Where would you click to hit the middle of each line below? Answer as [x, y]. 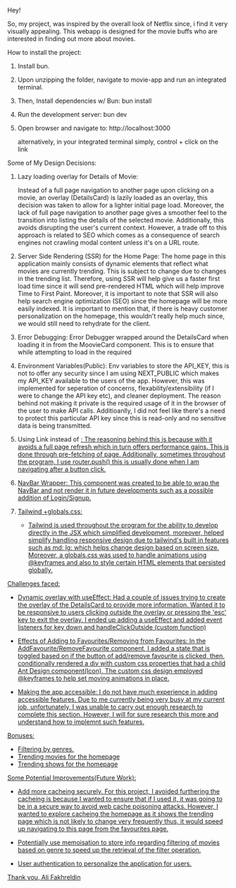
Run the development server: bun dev [72, 114]
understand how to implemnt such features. [81, 722]
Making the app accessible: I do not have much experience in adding [117, 692]
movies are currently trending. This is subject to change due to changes [122, 271]
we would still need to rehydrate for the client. [84, 324]
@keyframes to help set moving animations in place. [93, 678]
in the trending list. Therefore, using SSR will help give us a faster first [119, 279]
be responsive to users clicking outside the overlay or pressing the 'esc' [122, 612]
